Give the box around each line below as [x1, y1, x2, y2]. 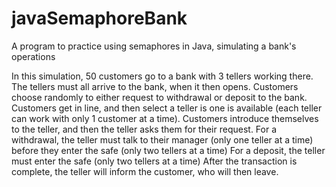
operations [11, 50, 56, 62]
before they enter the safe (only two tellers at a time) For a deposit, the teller [11, 144, 326, 156]
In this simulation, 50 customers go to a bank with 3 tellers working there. [11, 70, 314, 82]
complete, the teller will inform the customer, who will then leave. [11, 165, 279, 177]
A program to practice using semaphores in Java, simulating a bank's [11, 40, 297, 52]
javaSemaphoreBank [11, 7, 188, 30]
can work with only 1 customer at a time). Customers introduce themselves [11, 112, 319, 124]
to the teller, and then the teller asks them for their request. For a [11, 123, 278, 135]
